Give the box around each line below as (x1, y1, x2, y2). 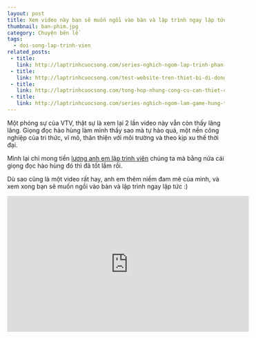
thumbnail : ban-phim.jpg (7, 23, 79, 30)
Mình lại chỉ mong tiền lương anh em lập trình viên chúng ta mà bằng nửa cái (7, 154, 224, 162)
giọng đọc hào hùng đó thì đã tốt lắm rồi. (7, 161, 123, 170)
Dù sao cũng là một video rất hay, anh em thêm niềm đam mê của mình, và (7, 175, 219, 183)
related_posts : (7, 49, 51, 56)
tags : (7, 36, 23, 43)
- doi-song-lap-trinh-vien (13, 42, 91, 49)
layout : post (7, 10, 45, 17)
